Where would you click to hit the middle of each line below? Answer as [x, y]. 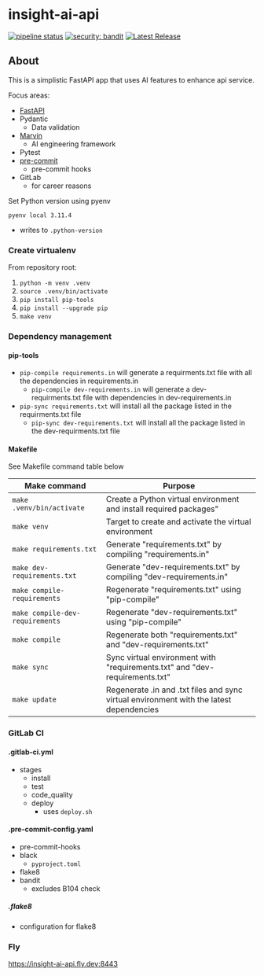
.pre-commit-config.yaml [51, 829]
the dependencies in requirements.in [79, 381]
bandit [30, 880]
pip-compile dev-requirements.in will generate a [110, 389]
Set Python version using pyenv [60, 201]
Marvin [31, 135]
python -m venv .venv [55, 284]
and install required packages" [162, 509]
